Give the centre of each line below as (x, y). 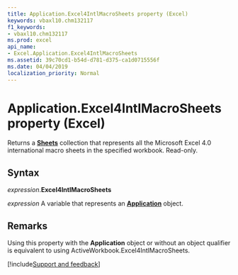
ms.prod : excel (30, 40)
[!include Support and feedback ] (54, 264)
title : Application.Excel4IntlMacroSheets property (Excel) (98, 14)
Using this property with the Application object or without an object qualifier (119, 243)
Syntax (23, 173)
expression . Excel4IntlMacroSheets (59, 190)
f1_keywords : (27, 27)
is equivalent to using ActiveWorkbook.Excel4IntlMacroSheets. (98, 251)
